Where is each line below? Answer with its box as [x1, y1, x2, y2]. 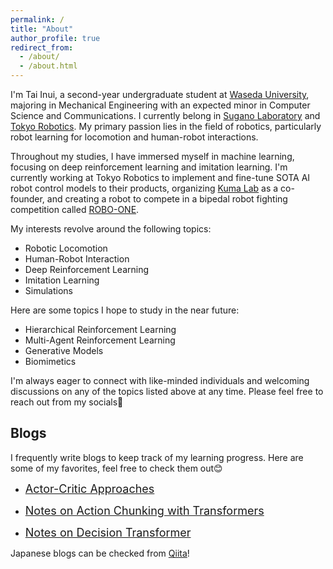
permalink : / [10, 14, 65, 25]
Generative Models [24, 345, 104, 356]
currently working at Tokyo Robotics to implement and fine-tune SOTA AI [10, 172, 311, 183]
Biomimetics [24, 356, 77, 367]
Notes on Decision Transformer [24, 525, 192, 540]
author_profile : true [10, 33, 101, 43]
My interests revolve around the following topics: [10, 223, 212, 235]
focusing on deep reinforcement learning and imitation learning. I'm [10, 161, 288, 173]
